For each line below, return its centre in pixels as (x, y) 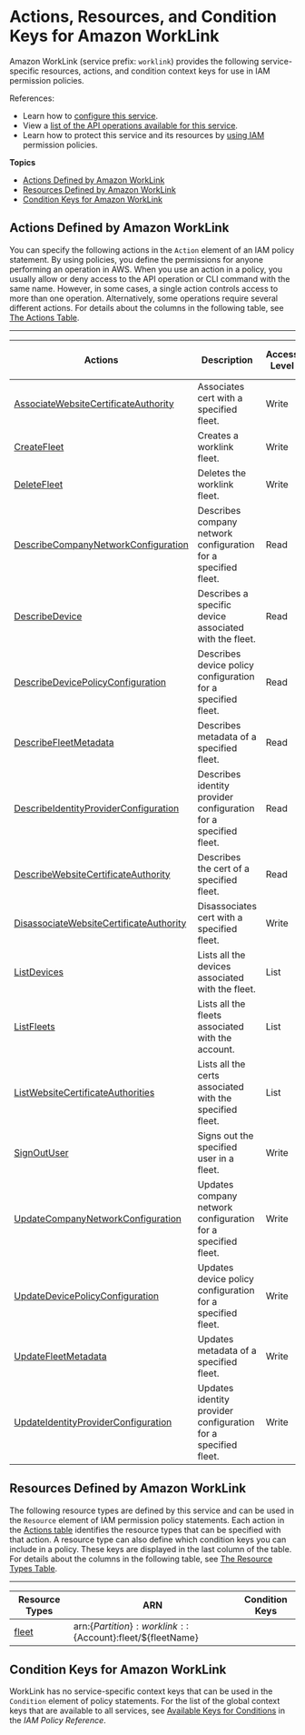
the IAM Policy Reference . (58, 1720)
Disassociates (227, 906)
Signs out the (226, 1136)
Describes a (223, 593)
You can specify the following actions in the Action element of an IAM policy (152, 250)
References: (32, 98)
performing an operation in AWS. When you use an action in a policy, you (146, 269)
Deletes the (222, 473)
